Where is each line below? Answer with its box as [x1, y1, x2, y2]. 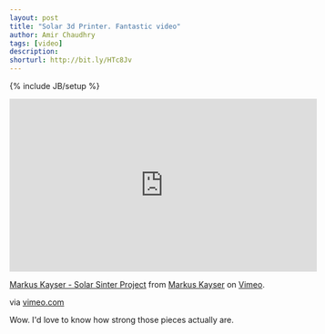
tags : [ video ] [9, 38, 64, 48]
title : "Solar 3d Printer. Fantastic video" [9, 22, 181, 31]
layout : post [9, 13, 59, 23]
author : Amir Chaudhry [9, 30, 96, 39]
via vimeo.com [9, 297, 65, 308]
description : [9, 47, 59, 56]
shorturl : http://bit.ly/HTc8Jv [9, 56, 132, 65]
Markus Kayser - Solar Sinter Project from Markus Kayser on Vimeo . [9, 279, 266, 289]
